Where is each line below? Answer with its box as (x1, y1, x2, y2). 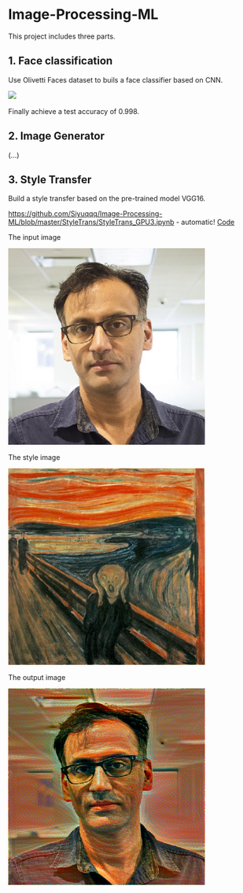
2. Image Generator (8, 130, 105, 143)
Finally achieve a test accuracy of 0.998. (8, 106, 140, 116)
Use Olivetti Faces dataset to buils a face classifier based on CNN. (8, 75, 223, 84)
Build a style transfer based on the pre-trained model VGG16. (8, 194, 206, 204)
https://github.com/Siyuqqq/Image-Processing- (8, 209, 163, 219)
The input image (8, 233, 61, 242)
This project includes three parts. (8, 31, 116, 41)
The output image (8, 673, 66, 682)
